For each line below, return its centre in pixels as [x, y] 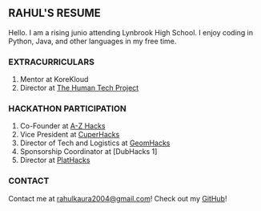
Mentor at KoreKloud [54, 79]
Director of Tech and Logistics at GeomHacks [95, 143]
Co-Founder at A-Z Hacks [62, 126]
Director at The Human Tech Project [79, 88]
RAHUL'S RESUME [55, 13]
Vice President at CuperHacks [70, 135]
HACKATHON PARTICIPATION [67, 109]
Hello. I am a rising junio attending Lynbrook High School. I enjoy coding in [131, 32]
